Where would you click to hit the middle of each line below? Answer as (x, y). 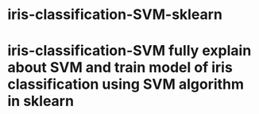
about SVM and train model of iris (120, 68)
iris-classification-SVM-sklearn (115, 15)
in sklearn (41, 101)
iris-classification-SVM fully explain (129, 51)
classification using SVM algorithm (126, 84)
